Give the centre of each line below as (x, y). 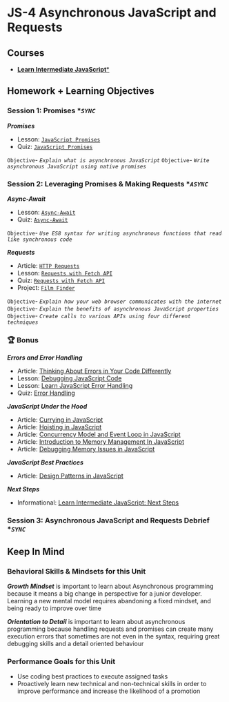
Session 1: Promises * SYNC (51, 110)
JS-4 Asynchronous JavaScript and (112, 13)
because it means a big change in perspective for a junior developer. (104, 593)
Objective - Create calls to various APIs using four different (99, 315)
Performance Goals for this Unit (61, 661)
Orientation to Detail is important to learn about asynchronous (96, 621)
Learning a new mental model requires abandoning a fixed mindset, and (109, 601)
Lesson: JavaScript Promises (59, 139)
